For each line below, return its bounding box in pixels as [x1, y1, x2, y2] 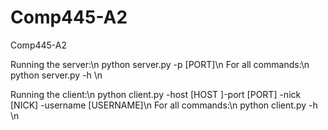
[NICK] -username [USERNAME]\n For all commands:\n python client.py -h [10, 99, 318, 111]
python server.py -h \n [10, 69, 103, 81]
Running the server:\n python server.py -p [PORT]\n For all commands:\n [10, 58, 310, 70]
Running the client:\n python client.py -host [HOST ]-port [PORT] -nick [10, 88, 302, 100]
